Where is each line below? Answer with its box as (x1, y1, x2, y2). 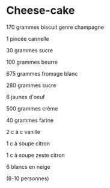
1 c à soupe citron (6, 139, 50, 147)
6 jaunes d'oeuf (6, 93, 45, 100)
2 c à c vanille (6, 128, 41, 135)
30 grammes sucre (6, 46, 53, 54)
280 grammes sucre (6, 82, 57, 89)
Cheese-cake (6, 4, 75, 17)
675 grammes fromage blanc (6, 70, 78, 77)
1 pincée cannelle (6, 35, 49, 42)
